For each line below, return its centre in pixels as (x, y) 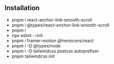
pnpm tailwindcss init (33, 56)
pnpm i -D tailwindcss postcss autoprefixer (55, 51)
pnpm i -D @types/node (36, 45)
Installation (22, 8)
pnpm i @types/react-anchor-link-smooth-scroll (60, 25)
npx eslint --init (27, 35)
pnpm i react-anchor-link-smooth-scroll (52, 20)
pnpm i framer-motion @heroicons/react (53, 41)
